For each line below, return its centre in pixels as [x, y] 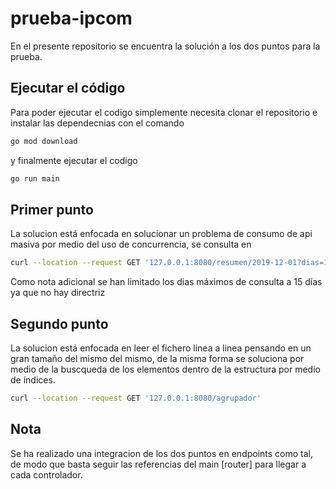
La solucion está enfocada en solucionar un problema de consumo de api [161, 234]
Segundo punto [59, 323]
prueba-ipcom [71, 18]
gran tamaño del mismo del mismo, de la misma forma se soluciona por [157, 358]
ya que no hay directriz [58, 293]
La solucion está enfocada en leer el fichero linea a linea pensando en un [161, 348]
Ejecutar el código [68, 88]
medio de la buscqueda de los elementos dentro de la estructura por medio [165, 369]
